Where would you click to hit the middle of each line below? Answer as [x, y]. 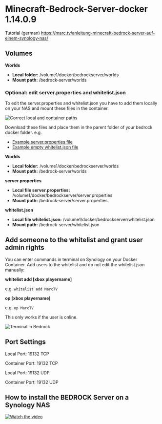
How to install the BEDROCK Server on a [67, 397]
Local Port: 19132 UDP [27, 373]
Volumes [19, 53]
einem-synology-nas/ [27, 38]
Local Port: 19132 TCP [27, 354]
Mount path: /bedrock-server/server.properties [60, 201]
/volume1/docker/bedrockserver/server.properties [62, 195]
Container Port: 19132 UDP [32, 382]
